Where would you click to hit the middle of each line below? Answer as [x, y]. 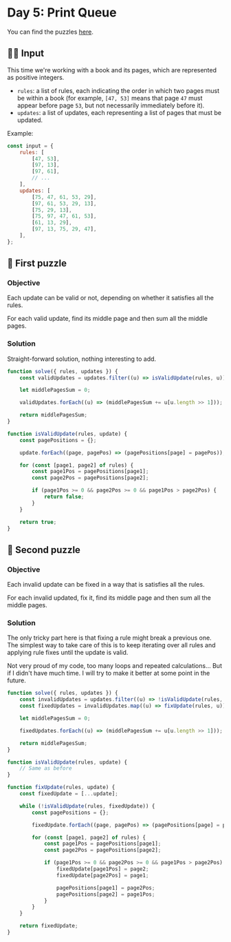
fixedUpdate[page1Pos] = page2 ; [102, 869]
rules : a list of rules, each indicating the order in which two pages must [118, 90]
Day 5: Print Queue [62, 13]
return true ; [38, 522]
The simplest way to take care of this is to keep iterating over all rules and [111, 645]
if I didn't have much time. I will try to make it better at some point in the [109, 673]
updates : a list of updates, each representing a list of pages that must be [119, 112]
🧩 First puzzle [37, 263]
